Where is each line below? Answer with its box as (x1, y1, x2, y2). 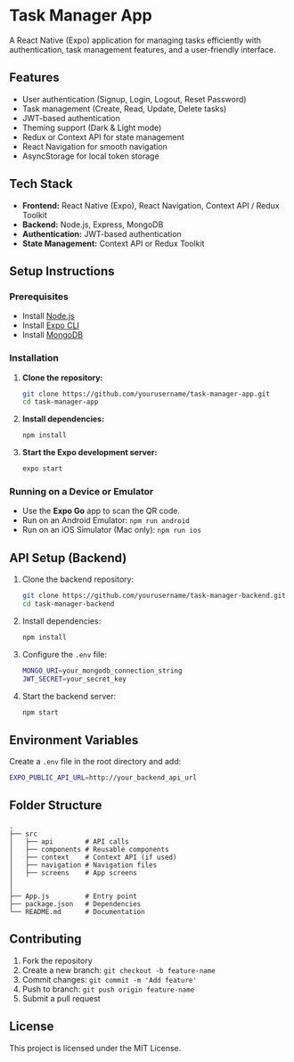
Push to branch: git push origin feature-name (21, 984, 195, 994)
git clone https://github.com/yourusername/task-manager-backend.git (21, 592, 287, 600)
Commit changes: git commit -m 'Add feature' (21, 974, 198, 984)
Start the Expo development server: (21, 447, 158, 458)
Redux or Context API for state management (21, 131, 184, 143)
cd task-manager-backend (21, 600, 115, 609)
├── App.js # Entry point (9, 892, 138, 901)
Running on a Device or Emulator (9, 485, 154, 497)
